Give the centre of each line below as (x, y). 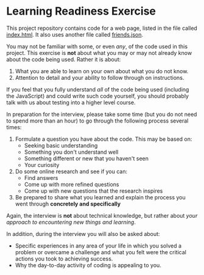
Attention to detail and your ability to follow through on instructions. (100, 77)
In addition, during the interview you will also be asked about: (83, 234)
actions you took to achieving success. (64, 259)
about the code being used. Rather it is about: (64, 59)
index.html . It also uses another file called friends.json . (75, 34)
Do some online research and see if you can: (71, 171)
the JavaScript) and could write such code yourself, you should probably (97, 96)
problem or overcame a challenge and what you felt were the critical (101, 252)
